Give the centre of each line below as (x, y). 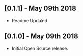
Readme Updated (30, 20)
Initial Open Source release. (40, 48)
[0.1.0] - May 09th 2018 (41, 36)
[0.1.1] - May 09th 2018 (40, 9)
